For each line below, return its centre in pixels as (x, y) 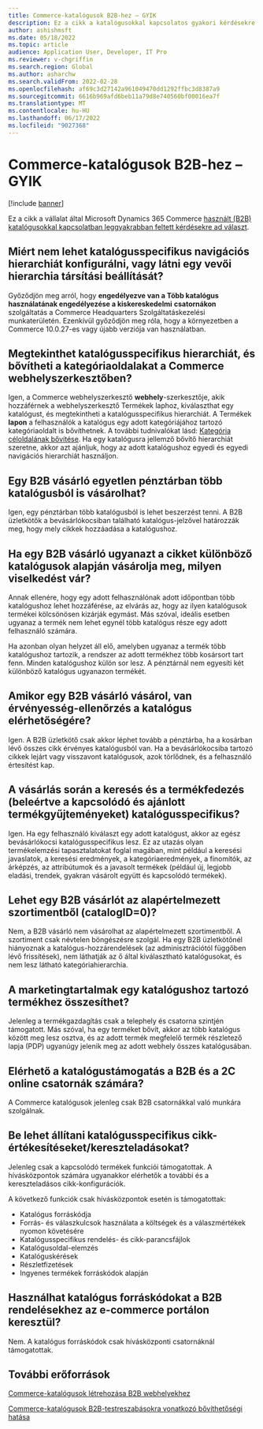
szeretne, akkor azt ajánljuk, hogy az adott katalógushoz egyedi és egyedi (128, 447)
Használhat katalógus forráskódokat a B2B (115, 1298)
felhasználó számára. (43, 630)
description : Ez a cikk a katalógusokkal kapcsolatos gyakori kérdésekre (132, 23)
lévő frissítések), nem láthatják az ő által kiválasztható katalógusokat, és (125, 956)
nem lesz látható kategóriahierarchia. (68, 965)
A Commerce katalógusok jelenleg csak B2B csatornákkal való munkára (125, 1102)
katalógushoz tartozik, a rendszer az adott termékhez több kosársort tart (126, 654)
